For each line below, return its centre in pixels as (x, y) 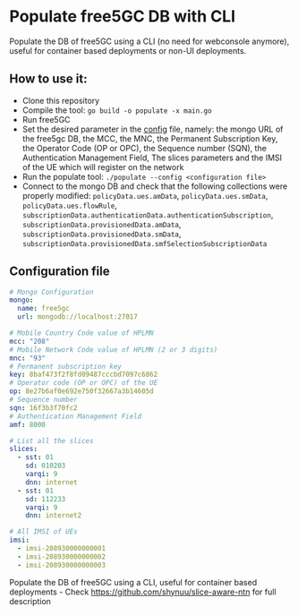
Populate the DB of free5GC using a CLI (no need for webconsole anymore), (149, 41)
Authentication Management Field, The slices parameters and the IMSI (152, 158)
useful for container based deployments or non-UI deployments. (128, 50)
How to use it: (48, 79)
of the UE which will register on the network (103, 167)
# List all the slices (51, 440)
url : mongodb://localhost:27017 (78, 317)
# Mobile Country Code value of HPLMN (81, 333)
